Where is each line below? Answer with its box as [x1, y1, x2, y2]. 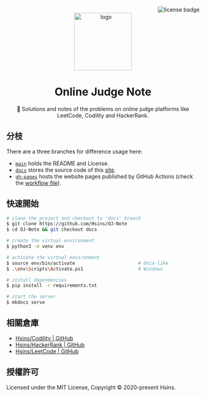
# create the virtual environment [6, 237, 95, 244]
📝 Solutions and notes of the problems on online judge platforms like [17, 105, 189, 112]
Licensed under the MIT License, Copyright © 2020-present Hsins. [6, 384, 176, 391]
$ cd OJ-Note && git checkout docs [6, 226, 97, 233]
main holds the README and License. [15, 160, 109, 167]
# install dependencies [6, 277, 67, 283]
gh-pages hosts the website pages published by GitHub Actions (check [15, 172, 193, 180]
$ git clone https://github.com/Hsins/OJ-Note [6, 221, 128, 227]
